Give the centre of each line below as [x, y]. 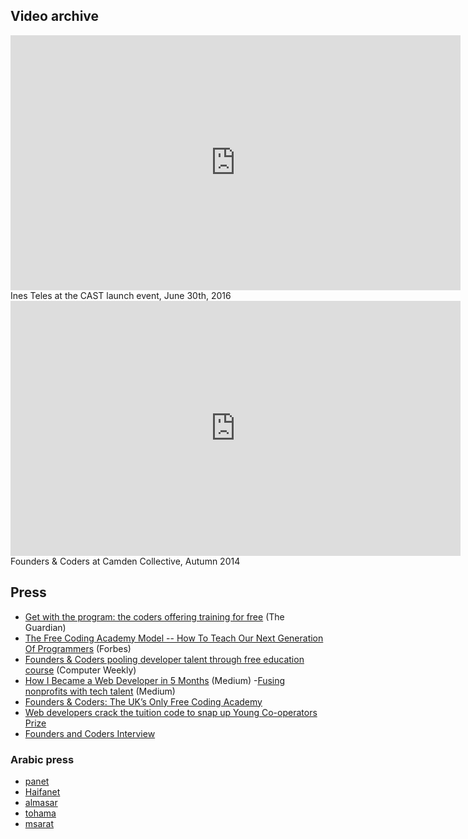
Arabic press [42, 759]
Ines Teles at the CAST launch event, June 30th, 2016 [121, 295]
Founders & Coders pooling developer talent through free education [164, 659]
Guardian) [45, 627]
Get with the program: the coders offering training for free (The [154, 616]
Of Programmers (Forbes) [78, 648]
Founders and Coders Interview [90, 733]
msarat [39, 823]
